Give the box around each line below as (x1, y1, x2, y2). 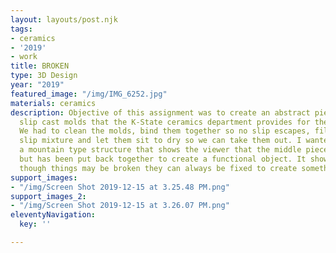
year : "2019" (10, 80, 65, 90)
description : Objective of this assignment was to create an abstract (10, 107, 311, 118)
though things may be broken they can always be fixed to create (19, 163, 298, 173)
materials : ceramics (10, 98, 97, 108)
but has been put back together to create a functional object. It (19, 154, 307, 164)
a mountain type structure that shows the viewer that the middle (19, 145, 302, 155)
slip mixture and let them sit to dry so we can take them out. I (19, 136, 302, 146)
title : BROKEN (10, 61, 70, 71)
